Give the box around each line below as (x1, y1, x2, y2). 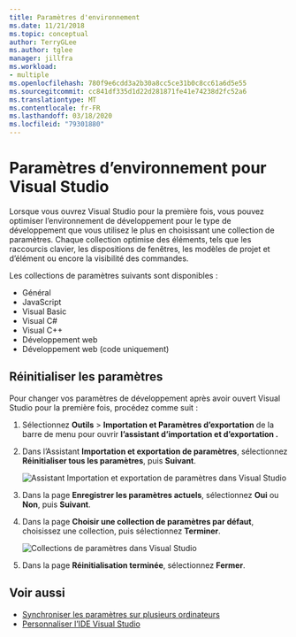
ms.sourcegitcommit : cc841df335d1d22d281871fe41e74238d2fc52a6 (9, 87, 247, 96)
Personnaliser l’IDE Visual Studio (21, 618, 141, 629)
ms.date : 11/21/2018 (9, 21, 86, 30)
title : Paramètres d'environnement (9, 12, 140, 22)
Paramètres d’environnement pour (9, 158, 267, 178)
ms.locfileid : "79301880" (9, 120, 104, 129)
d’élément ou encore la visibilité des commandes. (9, 253, 189, 264)
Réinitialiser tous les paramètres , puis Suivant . (21, 455, 197, 465)
